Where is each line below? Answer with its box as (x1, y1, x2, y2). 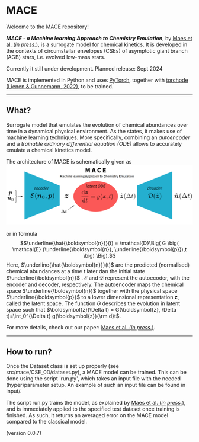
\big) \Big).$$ (83, 252, 116, 260)
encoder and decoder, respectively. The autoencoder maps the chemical (6, 281, 184, 288)
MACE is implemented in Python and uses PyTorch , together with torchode (6, 76, 188, 84)
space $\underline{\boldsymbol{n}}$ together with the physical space (6, 287, 178, 294)
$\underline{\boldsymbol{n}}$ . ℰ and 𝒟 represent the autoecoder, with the (6, 274, 190, 281)
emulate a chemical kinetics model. (6, 146, 92, 153)
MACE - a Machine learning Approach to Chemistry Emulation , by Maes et (6, 34, 192, 41)
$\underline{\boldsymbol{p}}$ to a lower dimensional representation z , (6, 294, 179, 301)
